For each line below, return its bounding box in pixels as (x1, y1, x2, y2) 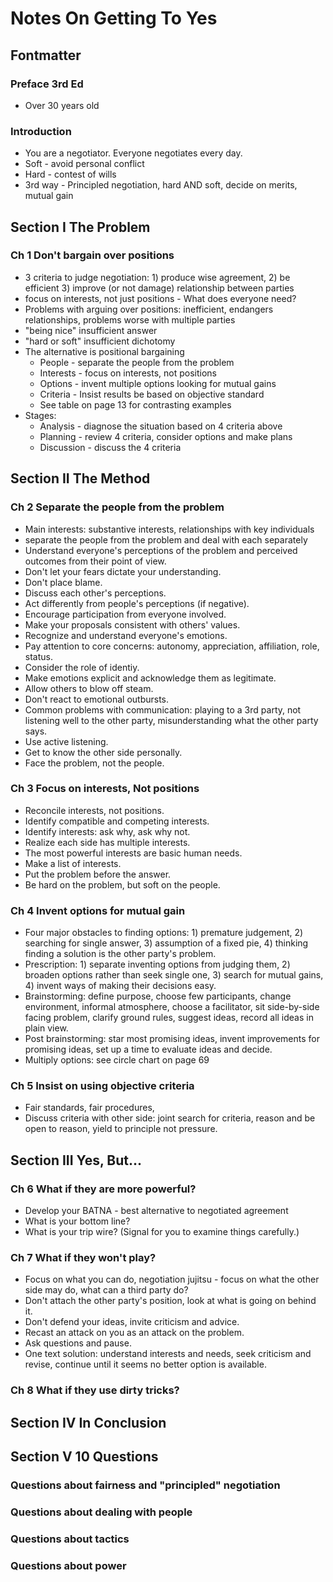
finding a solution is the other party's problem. (24, 948, 217, 960)
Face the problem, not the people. (24, 757, 165, 769)
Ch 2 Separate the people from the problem (10, 500, 225, 514)
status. (24, 650, 53, 662)
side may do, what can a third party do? (24, 1284, 189, 1296)
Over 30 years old (24, 99, 100, 111)
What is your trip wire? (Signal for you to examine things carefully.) (24, 1226, 300, 1238)
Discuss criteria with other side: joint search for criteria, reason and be (24, 1112, 316, 1124)
